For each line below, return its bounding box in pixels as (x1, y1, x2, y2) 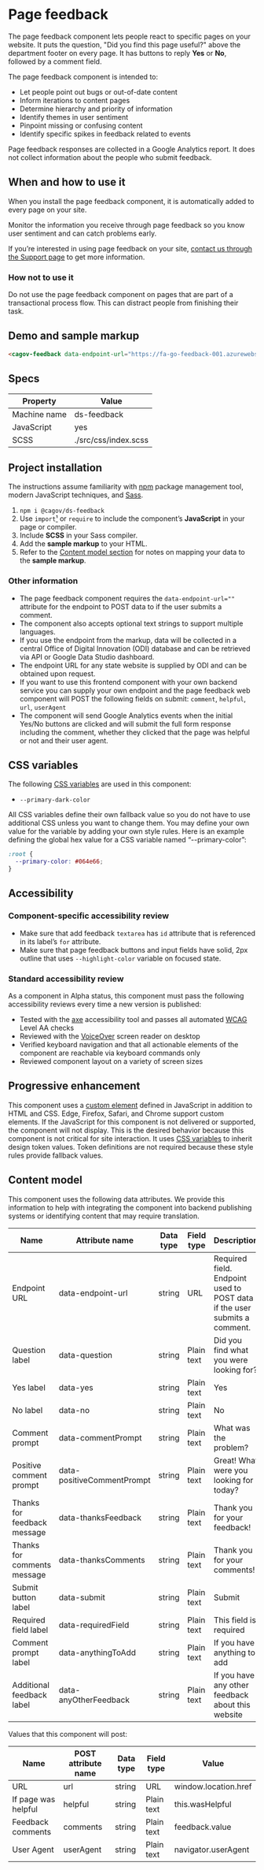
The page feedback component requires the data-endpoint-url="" (19, 593, 236, 603)
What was (213, 1422, 251, 1433)
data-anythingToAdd (58, 1647, 136, 1658)
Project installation (8, 461, 103, 474)
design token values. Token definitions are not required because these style (8, 1142, 254, 1151)
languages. (19, 626, 57, 636)
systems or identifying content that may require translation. (8, 1211, 200, 1221)
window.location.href (174, 1781, 252, 1792)
